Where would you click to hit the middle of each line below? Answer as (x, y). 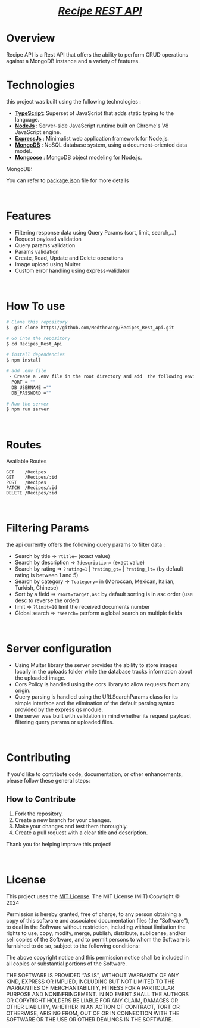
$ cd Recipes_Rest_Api (34, 344)
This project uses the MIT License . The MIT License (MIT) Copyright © (93, 896)
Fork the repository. (39, 814)
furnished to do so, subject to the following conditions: (73, 946)
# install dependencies (36, 355)
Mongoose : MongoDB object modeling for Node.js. (78, 158)
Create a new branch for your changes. (63, 820)
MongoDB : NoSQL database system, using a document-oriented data (101, 145)
